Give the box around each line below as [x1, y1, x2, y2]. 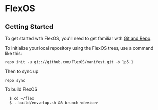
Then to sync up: [5, 68, 39, 74]
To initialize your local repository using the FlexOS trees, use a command [5, 45, 154, 51]
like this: [5, 50, 22, 56]
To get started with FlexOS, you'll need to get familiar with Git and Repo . [5, 35, 152, 41]
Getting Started [5, 23, 54, 31]
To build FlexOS [5, 86, 38, 92]
